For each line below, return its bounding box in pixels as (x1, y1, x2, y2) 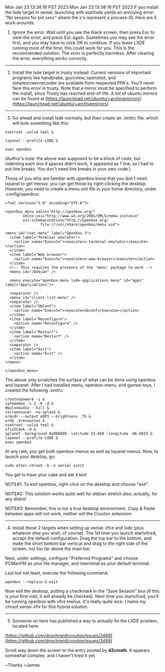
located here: (12, 623, 39, 629)
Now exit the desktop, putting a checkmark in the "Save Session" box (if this (5, 588, 160, 594)
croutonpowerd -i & (5, 397, 45, 402)
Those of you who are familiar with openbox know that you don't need (5, 175, 147, 181)
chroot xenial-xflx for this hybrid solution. (5, 604, 89, 610)
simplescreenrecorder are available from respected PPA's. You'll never (12, 80, 155, 85)
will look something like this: (12, 120, 70, 126)
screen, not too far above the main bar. (12, 546, 91, 552)
